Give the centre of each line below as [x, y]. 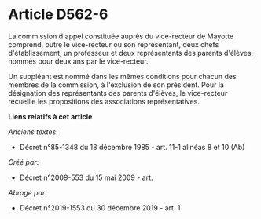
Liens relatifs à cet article [50, 116]
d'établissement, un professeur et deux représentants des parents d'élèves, [131, 53]
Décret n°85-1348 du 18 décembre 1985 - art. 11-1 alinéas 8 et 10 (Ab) [132, 147]
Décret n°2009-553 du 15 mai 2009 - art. [86, 177]
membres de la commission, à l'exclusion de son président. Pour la [116, 85]
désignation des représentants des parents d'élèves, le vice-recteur [118, 93]
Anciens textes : [33, 132]
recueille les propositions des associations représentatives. [104, 101]
